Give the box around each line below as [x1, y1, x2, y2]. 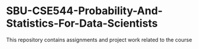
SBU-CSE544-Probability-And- [6, 4, 163, 18]
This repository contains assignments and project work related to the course [6, 36, 192, 43]
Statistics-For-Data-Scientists [6, 17, 158, 30]
